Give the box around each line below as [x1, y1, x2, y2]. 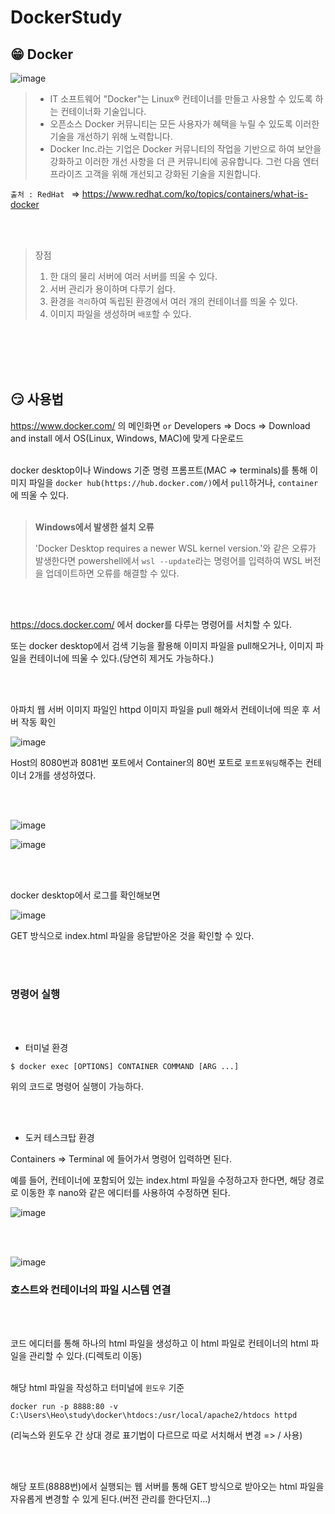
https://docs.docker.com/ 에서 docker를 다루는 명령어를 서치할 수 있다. [10, 618, 292, 630]
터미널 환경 [24, 1042, 69, 1054]
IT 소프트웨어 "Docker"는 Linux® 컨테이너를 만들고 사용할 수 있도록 [49, 93, 313, 105]
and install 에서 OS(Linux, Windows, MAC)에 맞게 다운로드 [10, 432, 245, 444]
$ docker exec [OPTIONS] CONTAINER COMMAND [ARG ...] [10, 1062, 240, 1072]
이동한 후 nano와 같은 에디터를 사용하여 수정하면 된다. [20, 1187, 231, 1199]
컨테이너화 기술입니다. [60, 106, 147, 117]
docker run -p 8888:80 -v [10, 1402, 118, 1412]
